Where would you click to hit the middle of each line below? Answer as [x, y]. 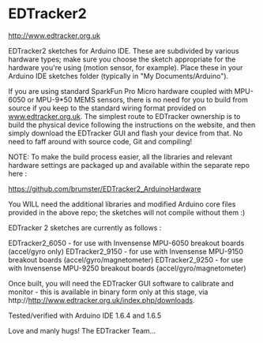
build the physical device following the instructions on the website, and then [132, 125]
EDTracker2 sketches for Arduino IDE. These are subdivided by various [124, 50]
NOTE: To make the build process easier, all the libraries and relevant [120, 157]
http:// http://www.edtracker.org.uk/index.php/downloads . [101, 300]
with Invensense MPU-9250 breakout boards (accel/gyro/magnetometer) [127, 268]
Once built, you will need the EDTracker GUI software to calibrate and [121, 283]
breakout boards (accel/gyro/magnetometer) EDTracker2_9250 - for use [126, 259]
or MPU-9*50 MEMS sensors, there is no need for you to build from [138, 99]
